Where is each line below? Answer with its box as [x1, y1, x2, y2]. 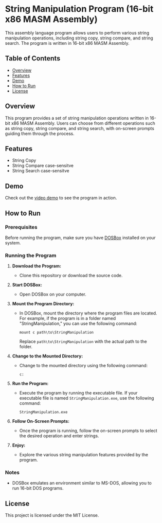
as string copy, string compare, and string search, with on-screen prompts [5, 125, 155, 131]
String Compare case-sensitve [12, 163, 74, 168]
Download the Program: [12, 263, 62, 269]
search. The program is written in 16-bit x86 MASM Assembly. [5, 40, 130, 46]
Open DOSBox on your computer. [19, 291, 87, 298]
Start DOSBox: [12, 282, 42, 288]
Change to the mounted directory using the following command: [19, 363, 148, 369]
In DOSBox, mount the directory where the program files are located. [19, 310, 157, 316]
